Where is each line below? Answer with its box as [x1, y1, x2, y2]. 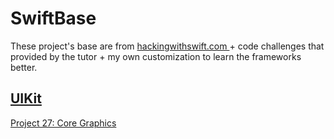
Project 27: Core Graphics [10, 117, 117, 129]
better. [10, 61, 38, 73]
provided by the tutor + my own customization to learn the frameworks [10, 50, 302, 62]
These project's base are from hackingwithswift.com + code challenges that [10, 40, 325, 52]
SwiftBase [10, 7, 97, 30]
